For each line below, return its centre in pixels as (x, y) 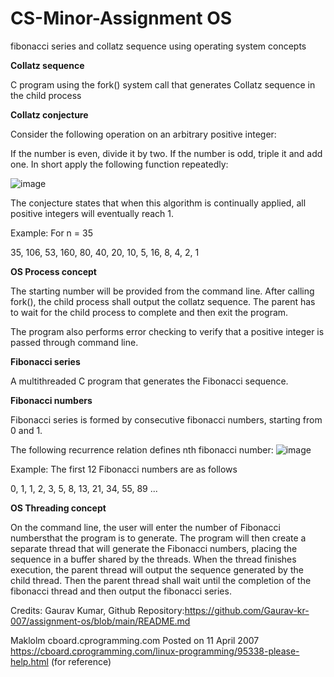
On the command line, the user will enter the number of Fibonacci (145, 527)
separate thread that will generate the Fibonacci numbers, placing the (154, 548)
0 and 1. (26, 430)
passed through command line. (74, 342)
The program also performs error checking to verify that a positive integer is (167, 331)
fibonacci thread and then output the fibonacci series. (121, 591)
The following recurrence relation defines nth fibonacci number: (142, 449)
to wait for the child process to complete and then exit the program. (149, 312)
